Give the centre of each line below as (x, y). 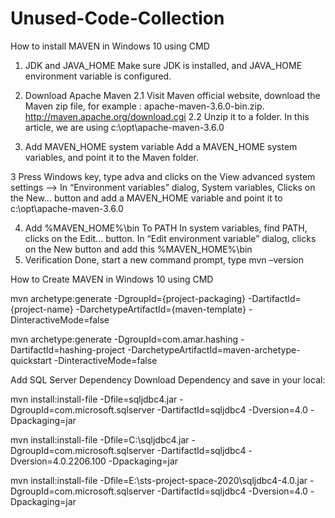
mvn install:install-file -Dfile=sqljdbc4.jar (94, 399)
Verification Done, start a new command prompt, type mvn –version (164, 259)
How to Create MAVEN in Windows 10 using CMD (112, 279)
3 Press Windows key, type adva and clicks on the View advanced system (163, 176)
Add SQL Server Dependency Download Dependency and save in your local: (168, 379)
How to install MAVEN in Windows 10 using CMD (110, 46)
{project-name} (42, 309)
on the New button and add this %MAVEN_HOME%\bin (138, 249)
